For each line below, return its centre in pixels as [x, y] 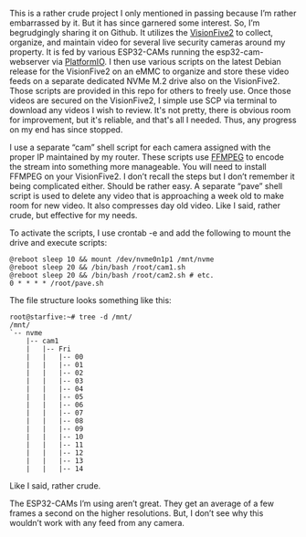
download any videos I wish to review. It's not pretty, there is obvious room [150, 110]
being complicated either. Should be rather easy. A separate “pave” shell [146, 186]
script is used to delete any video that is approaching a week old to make [147, 196]
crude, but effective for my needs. [74, 215]
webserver [30, 62]
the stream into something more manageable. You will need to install [138, 167]
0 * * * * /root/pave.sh [57, 283]
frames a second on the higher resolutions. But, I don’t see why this [137, 513]
